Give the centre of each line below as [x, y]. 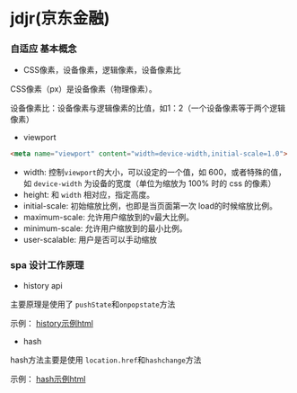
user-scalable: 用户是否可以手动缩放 [90, 240]
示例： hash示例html [48, 379]
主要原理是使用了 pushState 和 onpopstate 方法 [93, 304]
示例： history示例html [52, 323]
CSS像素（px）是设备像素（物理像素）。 [84, 89]
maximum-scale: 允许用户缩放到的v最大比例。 [108, 218]
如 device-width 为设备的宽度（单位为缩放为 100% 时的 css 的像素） [149, 183]
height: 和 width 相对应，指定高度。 [89, 195]
